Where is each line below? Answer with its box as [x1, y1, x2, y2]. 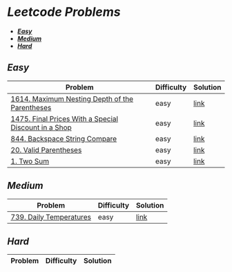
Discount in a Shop [10, 123, 72, 132]
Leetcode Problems [7, 4, 121, 20]
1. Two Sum [10, 156, 50, 166]
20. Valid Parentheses [10, 145, 82, 154]
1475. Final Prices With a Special [10, 114, 119, 123]
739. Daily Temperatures [10, 212, 92, 221]
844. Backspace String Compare [10, 134, 117, 143]
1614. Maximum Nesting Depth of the [10, 94, 133, 104]
